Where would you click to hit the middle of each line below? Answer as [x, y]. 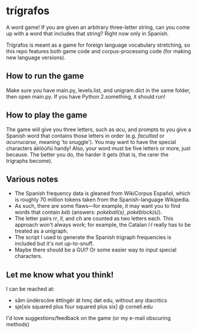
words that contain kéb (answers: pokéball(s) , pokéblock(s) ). [89, 212]
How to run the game [45, 76]
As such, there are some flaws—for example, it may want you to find [97, 206]
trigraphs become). [29, 161]
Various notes [32, 179]
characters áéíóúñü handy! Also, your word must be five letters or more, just [98, 148]
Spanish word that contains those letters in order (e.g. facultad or [85, 136]
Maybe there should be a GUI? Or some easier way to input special [96, 250]
